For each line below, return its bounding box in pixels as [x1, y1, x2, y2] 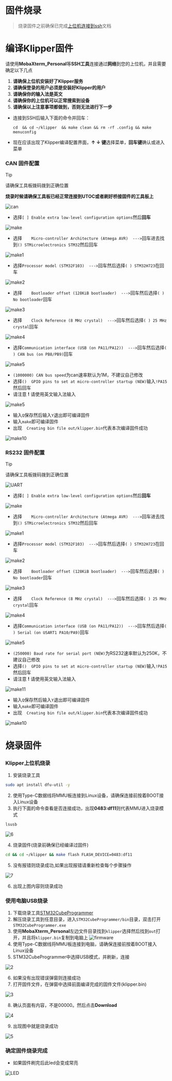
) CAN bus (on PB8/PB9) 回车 [12, 351, 73, 357]
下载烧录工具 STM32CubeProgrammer [12, 910, 94, 916]
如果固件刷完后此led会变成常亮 [12, 1060, 78, 1066]
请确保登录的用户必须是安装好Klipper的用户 [12, 84, 106, 91]
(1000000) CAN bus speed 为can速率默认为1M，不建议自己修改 [12, 372, 143, 378]
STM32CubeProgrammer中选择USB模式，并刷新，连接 [12, 953, 130, 960]
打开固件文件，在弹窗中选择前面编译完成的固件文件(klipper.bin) [12, 981, 147, 987]
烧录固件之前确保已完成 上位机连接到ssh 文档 [18, 23, 112, 29]
